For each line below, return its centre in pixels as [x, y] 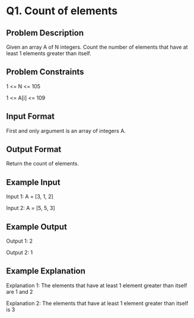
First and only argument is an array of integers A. [66, 131]
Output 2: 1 [20, 253]
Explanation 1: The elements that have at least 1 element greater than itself [97, 285]
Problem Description [45, 33]
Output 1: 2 [20, 241]
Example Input [33, 182]
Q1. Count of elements [62, 11]
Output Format [34, 150]
